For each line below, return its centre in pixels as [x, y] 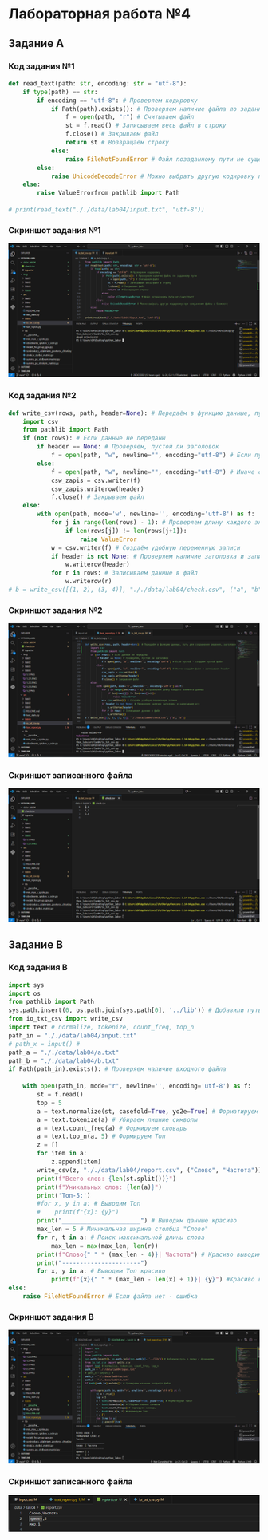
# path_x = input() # [44, 1044]
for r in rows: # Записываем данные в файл [124, 573]
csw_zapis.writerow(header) [98, 489]
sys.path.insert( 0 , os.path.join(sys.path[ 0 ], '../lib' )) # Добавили [126, 1010]
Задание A [36, 43]
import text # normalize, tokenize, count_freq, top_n [101, 1027]
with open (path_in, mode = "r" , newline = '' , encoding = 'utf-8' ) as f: [137, 1086]
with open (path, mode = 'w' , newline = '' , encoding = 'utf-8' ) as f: [146, 514]
